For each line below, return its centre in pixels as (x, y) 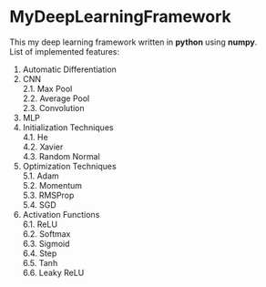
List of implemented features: (65, 51)
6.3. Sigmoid (46, 243)
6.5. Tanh (40, 262)
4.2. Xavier (43, 147)
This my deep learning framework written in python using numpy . (133, 42)
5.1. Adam (41, 176)
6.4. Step (40, 253)
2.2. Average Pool (56, 98)
